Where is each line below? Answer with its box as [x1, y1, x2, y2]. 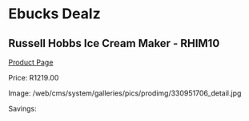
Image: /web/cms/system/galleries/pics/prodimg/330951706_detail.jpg [8, 88, 242, 98]
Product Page [8, 57, 54, 67]
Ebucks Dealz [8, 5, 102, 23]
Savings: [8, 104, 38, 113]
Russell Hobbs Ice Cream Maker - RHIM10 [8, 37, 220, 50]
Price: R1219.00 [8, 73, 59, 82]
